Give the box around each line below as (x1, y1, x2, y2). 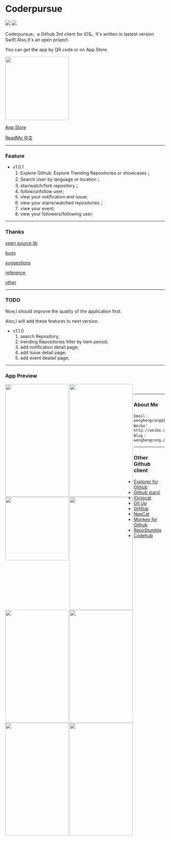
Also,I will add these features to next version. (5, 318, 99, 324)
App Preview (5, 372, 37, 379)
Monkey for (134, 516, 158, 522)
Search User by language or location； (20, 176, 101, 183)
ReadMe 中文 (5, 134, 33, 141)
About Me (134, 401, 158, 409)
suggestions (5, 259, 31, 265)
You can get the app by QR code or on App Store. (5, 46, 109, 52)
